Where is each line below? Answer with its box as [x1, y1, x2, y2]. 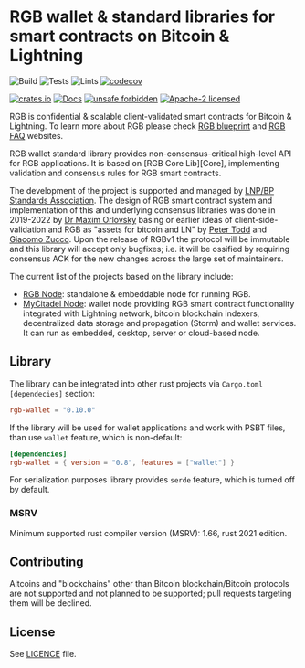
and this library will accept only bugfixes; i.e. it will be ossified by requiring [9, 243, 290, 254]
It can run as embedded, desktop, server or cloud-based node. [22, 327, 260, 338]
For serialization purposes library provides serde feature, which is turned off [9, 474, 295, 485]
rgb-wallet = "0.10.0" [9, 405, 96, 415]
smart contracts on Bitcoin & [9, 26, 230, 47]
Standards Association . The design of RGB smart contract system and [9, 195, 273, 206]
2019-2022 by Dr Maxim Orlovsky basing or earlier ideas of [9, 214, 233, 225]
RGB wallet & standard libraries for [9, 6, 276, 27]
